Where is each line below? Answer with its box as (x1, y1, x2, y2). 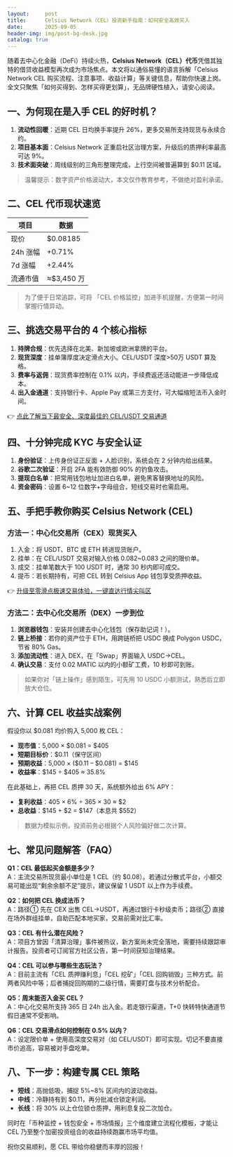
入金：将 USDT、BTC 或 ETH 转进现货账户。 (17, 546, 146, 554)
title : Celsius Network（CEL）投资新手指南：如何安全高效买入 (7, 17, 190, 24)
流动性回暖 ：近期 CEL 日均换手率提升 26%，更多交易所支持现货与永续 (17, 125, 220, 133)
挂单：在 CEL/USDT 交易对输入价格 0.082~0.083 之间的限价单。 (17, 554, 204, 562)
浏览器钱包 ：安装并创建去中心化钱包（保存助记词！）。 (17, 626, 174, 634)
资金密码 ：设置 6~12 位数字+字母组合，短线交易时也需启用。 (17, 482, 193, 491)
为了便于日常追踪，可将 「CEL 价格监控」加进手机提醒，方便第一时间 (24, 293, 224, 301)
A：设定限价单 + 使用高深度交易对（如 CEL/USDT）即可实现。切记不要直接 (7, 1035, 223, 1043)
